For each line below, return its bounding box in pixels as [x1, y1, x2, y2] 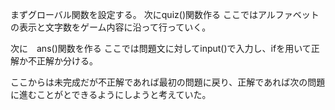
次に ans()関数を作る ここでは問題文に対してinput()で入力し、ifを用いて [10, 43, 312, 54]
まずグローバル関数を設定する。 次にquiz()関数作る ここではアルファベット [10, 9, 320, 20]
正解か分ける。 [36, 55, 98, 67]
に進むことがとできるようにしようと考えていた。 [10, 89, 207, 100]
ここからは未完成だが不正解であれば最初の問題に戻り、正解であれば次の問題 [10, 76, 326, 88]
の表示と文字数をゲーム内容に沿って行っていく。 [10, 21, 212, 33]
